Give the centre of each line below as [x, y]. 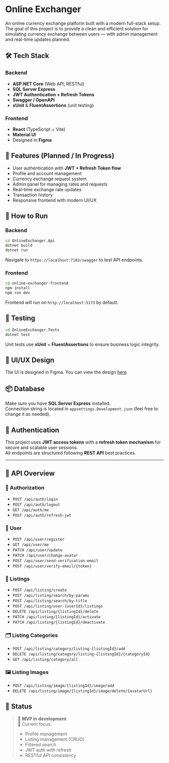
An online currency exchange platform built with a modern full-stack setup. [83, 23]
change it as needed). [28, 414]
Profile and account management [47, 173]
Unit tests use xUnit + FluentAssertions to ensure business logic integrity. [82, 344]
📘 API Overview [30, 474]
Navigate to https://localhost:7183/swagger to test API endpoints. [74, 260]
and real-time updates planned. [38, 39]
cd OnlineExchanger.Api [30, 241]
